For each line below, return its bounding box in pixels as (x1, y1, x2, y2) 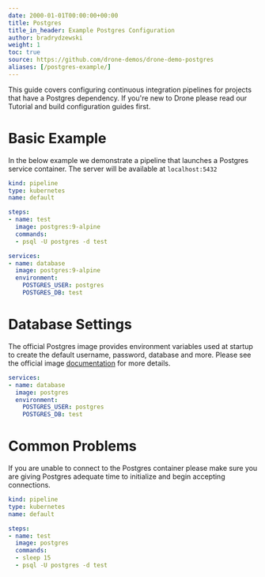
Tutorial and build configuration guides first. (8, 101, 151, 111)
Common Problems (8, 437, 137, 455)
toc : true (8, 48, 41, 56)
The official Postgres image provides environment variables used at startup (8, 341, 253, 351)
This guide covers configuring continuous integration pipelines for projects (8, 85, 252, 94)
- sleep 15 (15, 554, 51, 562)
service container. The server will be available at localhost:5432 (8, 164, 218, 173)
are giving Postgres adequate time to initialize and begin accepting (8, 472, 225, 481)
